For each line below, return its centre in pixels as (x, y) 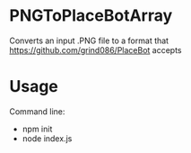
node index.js (47, 138)
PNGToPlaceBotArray (91, 16)
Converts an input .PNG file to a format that (89, 40)
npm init (37, 129)
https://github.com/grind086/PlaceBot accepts (95, 49)
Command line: (37, 111)
